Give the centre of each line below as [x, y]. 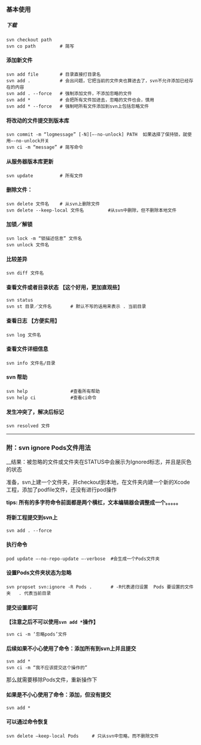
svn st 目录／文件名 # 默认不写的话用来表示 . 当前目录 [76, 307]
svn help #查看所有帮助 [53, 391]
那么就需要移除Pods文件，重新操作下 [52, 680]
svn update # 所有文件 [45, 175]
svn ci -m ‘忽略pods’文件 [37, 634]
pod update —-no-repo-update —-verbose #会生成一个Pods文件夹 [83, 559]
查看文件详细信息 [27, 349]
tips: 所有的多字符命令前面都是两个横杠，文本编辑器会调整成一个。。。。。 [94, 502]
